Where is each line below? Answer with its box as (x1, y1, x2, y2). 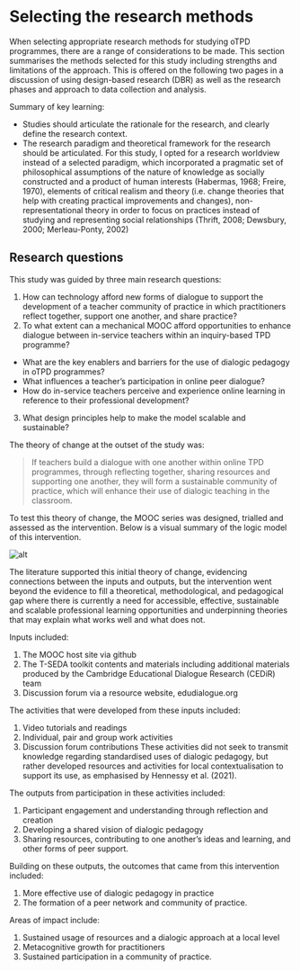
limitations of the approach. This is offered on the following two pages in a (9, 65, 285, 76)
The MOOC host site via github (22, 649, 137, 660)
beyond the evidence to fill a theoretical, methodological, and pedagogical (9, 585, 285, 596)
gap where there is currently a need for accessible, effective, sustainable (9, 595, 280, 606)
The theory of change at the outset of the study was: (9, 439, 205, 450)
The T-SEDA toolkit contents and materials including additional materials (22, 659, 290, 670)
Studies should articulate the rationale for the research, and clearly (22, 119, 270, 130)
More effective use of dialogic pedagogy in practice (22, 887, 215, 898)
